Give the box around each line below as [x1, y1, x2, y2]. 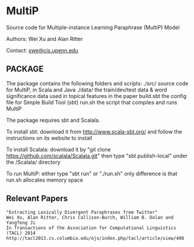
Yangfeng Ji [6, 220, 36, 226]
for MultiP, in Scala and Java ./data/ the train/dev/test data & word [6, 86, 167, 93]
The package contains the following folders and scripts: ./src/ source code [6, 80, 189, 87]
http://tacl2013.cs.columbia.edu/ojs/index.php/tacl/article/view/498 [6, 235, 185, 241]
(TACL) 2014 [6, 230, 36, 236]
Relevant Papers [6, 194, 68, 204]
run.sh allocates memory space [6, 176, 83, 183]
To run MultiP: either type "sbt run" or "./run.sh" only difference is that [6, 170, 177, 177]
